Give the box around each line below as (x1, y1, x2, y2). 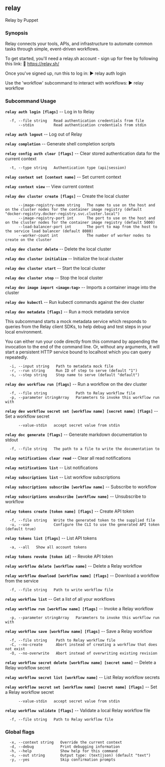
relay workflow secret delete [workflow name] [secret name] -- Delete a (5, 660, 157, 666)
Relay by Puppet (5, 17, 38, 23)
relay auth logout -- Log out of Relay (5, 131, 82, 138)
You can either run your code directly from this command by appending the (5, 338, 158, 344)
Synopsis (5, 29, 28, 36)
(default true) (5, 527, 36, 531)
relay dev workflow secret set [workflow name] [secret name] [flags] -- (5, 408, 159, 414)
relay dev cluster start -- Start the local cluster (5, 265, 106, 271)
